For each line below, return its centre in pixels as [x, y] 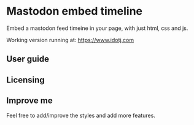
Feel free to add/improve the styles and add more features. [81, 115]
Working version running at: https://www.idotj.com [70, 40]
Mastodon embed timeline [75, 11]
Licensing [25, 80]
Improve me [30, 101]
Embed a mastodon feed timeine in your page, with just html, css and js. [97, 28]
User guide [28, 59]
